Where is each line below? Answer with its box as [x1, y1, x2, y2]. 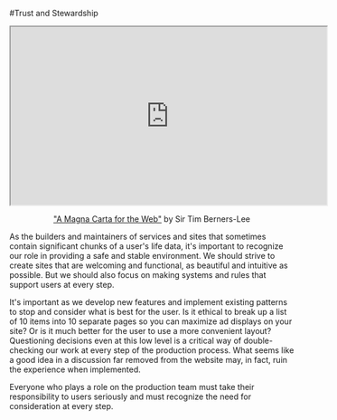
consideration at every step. [9, 401, 114, 411]
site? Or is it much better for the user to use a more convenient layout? [9, 326, 272, 336]
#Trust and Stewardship [9, 8, 99, 18]
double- [243, 335, 274, 346]
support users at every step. [9, 280, 115, 290]
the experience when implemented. [9, 364, 142, 375]
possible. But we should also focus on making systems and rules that [9, 270, 267, 280]
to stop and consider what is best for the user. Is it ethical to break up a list [9, 307, 287, 317]
